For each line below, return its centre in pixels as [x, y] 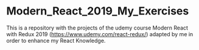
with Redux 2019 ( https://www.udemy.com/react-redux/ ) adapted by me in [100, 34]
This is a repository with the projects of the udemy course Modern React [97, 28]
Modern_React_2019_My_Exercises [98, 11]
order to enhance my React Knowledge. [56, 40]
